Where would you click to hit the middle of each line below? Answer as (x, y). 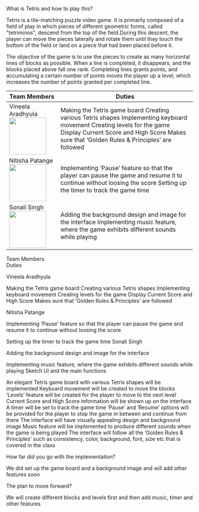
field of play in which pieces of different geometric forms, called (84, 26)
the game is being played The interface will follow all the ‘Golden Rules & (95, 433)
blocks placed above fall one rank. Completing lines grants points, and (92, 69)
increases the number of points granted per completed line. (79, 82)
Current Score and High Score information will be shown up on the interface (99, 401)
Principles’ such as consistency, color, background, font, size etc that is (93, 439)
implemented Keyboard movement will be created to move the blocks (91, 388)
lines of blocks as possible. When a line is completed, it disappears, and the (99, 63)
